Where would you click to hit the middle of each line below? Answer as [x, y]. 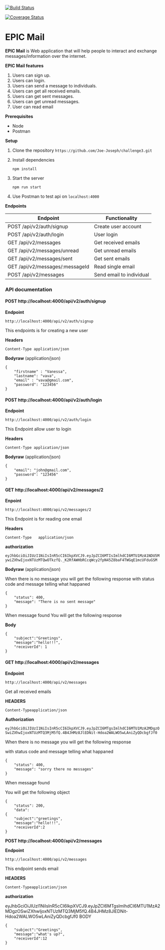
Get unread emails [115, 251]
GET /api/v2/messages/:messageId [49, 266]
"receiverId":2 [30, 827]
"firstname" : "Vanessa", [41, 372]
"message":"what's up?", [39, 934]
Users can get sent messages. [43, 96]
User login [106, 234]
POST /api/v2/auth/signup [38, 226]
